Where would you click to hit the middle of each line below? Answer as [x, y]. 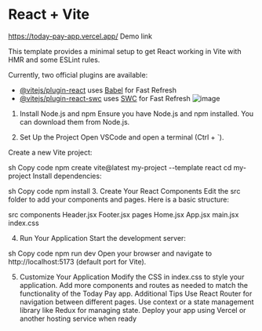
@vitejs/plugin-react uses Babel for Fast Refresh [98, 90]
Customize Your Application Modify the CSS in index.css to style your [132, 277]
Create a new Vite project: [50, 152]
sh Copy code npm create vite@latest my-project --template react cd [120, 167]
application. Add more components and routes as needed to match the [134, 285]
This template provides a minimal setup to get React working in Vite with [125, 51]
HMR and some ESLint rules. [54, 60]
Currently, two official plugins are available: [78, 75]
